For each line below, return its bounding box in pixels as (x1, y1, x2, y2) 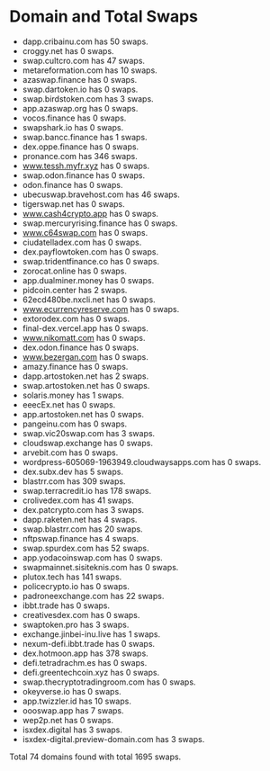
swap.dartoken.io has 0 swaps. (22, 84, 139, 94)
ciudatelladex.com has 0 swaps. (22, 237, 142, 247)
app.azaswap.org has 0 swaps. (22, 103, 139, 113)
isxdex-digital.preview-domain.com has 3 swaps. (22, 733, 205, 744)
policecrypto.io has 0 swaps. (22, 580, 130, 591)
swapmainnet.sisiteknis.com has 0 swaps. (22, 561, 179, 572)
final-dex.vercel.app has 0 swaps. (22, 322, 148, 334)
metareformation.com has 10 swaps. (22, 65, 157, 76)
